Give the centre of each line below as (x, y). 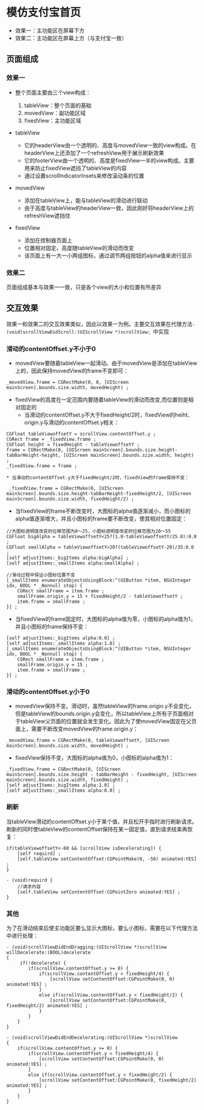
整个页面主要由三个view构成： (53, 92)
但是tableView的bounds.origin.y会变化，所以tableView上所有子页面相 (102, 714)
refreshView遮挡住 (47, 215)
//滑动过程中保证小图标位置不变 (41, 575)
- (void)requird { (29, 880)
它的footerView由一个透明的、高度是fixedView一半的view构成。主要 (109, 160)
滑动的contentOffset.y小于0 (48, 692)
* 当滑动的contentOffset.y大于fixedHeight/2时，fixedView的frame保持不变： (98, 478)
